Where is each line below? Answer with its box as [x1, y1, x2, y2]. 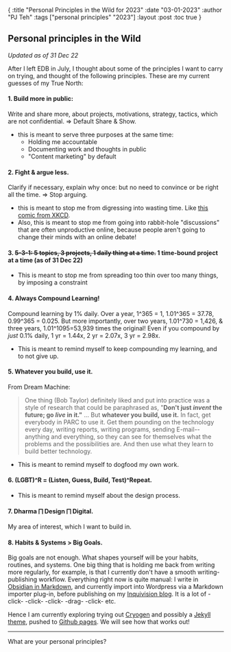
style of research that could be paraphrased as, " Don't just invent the [24, 403, 223, 411]
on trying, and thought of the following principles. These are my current [8, 71, 210, 80]
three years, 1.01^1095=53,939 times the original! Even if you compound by [8, 324, 220, 332]
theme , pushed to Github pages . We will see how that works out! [8, 618, 191, 626]
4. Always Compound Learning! [8, 294, 100, 302]
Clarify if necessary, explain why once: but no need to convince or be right [8, 183, 219, 191]
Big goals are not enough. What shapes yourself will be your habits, [8, 553, 199, 562]
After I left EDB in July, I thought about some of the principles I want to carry [8, 64, 223, 73]
